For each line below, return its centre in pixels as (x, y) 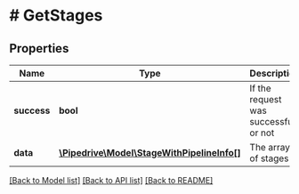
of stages (269, 158)
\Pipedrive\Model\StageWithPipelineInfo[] (150, 153)
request (266, 99)
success (32, 110)
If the (260, 88)
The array (270, 147)
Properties (39, 48)
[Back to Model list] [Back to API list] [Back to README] (111, 180)
